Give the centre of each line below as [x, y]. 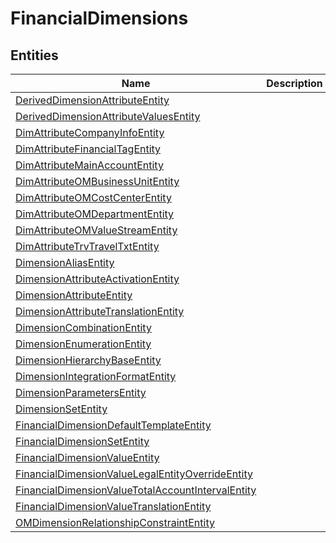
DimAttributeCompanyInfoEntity [90, 132]
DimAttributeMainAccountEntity [89, 165]
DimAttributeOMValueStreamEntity [96, 230]
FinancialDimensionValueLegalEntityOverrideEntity [134, 474]
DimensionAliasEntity [65, 262]
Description [294, 83]
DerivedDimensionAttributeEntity [92, 100]
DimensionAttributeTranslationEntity [100, 311]
